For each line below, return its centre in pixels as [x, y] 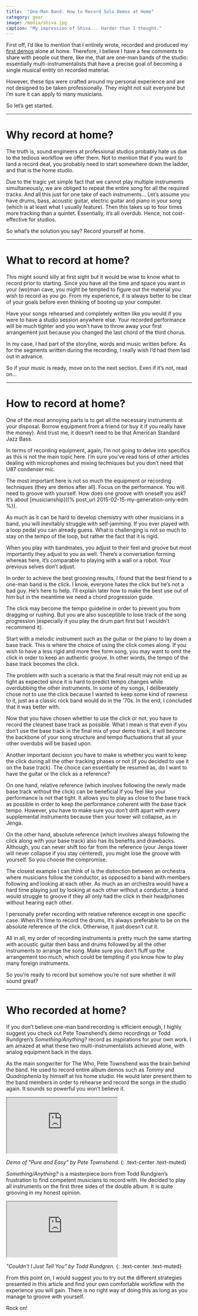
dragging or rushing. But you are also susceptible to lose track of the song [96, 615]
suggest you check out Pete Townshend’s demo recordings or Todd [88, 1033]
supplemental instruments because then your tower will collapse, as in [91, 817]
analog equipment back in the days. [49, 1052]
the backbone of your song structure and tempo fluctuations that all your [94, 737]
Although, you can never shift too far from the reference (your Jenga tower [97, 847]
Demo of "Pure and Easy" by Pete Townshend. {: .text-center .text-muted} [96, 1162]
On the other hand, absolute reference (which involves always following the [98, 835]
